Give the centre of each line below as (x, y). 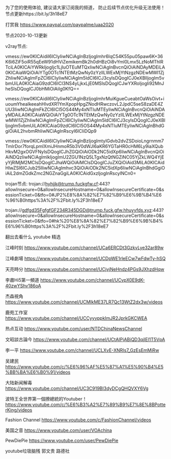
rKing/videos (19, 410)
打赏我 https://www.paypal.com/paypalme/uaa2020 (60, 25)
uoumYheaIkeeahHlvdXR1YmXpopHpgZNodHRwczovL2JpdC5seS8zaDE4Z (84, 104)
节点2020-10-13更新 (26, 35)
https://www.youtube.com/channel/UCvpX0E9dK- (93, 280)
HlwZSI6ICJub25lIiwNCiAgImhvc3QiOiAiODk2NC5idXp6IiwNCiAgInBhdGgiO (85, 168)
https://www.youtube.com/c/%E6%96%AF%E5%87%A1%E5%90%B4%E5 (84, 367)
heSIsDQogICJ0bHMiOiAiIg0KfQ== (42, 89)
